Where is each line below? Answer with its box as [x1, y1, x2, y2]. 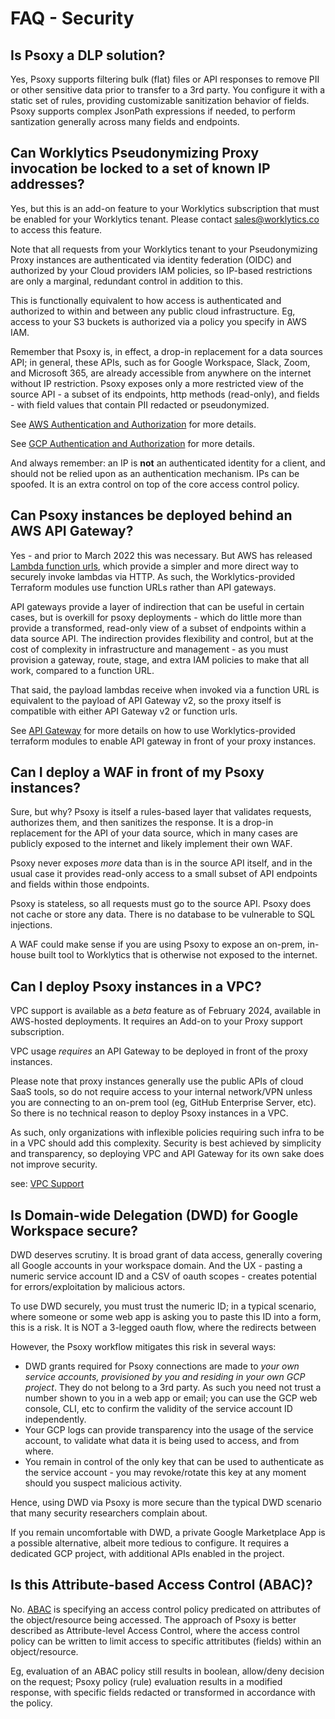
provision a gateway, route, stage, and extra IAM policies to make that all [10, 653, 310, 666]
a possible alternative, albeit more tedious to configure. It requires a [10, 1537, 289, 1549]
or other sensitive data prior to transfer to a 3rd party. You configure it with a [10, 84, 326, 96]
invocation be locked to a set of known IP [10, 160, 271, 177]
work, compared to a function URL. [10, 664, 155, 676]
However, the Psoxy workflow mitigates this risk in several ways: [10, 1341, 277, 1353]
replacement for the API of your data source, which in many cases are [10, 827, 299, 839]
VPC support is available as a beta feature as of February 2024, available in [10, 1005, 322, 1017]
